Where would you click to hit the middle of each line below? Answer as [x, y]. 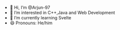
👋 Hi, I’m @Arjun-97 [30, 7]
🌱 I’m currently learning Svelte [40, 18]
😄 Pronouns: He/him [31, 23]
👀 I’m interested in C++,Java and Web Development [62, 13]
